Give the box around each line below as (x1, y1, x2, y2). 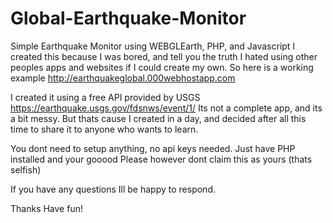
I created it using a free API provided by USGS (10, 91, 201, 103)
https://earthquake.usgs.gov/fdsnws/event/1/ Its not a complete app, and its (10, 102, 323, 114)
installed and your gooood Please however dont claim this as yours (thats (10, 153, 313, 165)
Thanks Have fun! (10, 202, 83, 214)
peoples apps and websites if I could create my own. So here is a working (10, 61, 314, 73)
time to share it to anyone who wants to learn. (10, 123, 199, 135)
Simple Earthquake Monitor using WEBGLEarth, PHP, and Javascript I (10, 40, 296, 52)
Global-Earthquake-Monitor (10, 7, 247, 30)
